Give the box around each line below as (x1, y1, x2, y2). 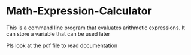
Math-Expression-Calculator (6, 4, 153, 18)
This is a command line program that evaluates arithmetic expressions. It (6, 24, 186, 31)
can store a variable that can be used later (6, 30, 111, 37)
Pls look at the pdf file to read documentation (6, 42, 118, 49)
